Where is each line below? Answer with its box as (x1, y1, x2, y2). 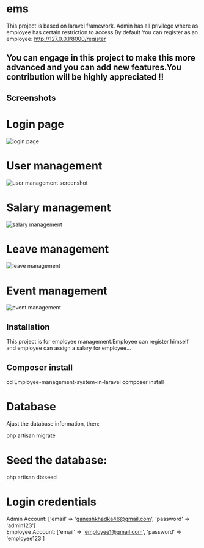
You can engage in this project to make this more (6, 53, 195, 63)
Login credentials (6, 495, 97, 509)
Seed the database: (6, 453, 107, 467)
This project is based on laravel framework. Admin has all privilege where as (6, 22, 199, 29)
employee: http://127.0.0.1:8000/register (6, 35, 106, 42)
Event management (6, 284, 108, 298)
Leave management (6, 242, 109, 256)
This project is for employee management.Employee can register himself (6, 338, 189, 346)
